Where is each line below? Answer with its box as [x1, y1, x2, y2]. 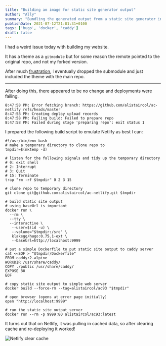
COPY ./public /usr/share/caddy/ [5, 264, 74, 269]
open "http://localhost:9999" [5, 299, 68, 304]
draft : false [5, 30, 32, 35]
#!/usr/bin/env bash [5, 138, 48, 143]
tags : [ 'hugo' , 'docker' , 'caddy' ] [5, 26, 79, 31]
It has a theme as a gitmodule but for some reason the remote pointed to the [5, 54, 160, 59]
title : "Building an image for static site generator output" [5, 7, 136, 12]
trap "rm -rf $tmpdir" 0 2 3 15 [5, 177, 72, 182]
